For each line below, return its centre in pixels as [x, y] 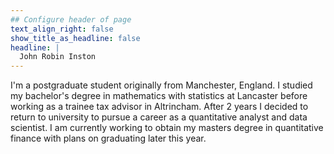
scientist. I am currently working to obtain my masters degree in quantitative [167, 128]
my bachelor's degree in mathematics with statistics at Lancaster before [159, 96]
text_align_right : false [62, 29]
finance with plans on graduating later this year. [108, 138]
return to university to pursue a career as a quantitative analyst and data [159, 117]
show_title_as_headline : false [75, 38]
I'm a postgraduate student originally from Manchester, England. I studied [161, 85]
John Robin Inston [58, 57]
